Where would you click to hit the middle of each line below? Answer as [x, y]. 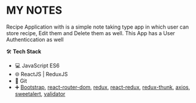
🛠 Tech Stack [24, 51]
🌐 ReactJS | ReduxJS [41, 74]
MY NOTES [34, 10]
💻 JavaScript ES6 [37, 65]
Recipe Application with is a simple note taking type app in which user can [98, 27]
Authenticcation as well [35, 39]
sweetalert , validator [40, 93]
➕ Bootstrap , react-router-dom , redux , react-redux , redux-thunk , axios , [102, 87]
